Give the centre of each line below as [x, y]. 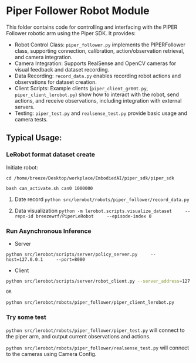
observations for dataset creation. [55, 82]
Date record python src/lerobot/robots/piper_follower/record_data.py [102, 199]
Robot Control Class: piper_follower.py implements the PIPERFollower [100, 45]
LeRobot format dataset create [51, 155]
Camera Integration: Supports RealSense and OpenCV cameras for [95, 63]
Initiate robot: [22, 167]
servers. [25, 107]
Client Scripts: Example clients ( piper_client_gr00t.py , [81, 88]
